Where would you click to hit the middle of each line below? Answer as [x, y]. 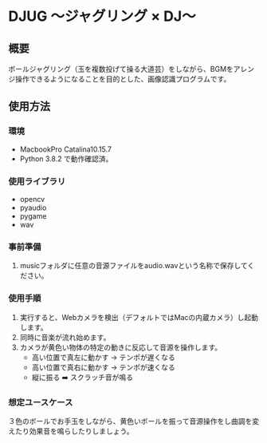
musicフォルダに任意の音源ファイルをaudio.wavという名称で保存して [133, 266]
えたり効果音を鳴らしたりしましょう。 [71, 431]
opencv [32, 199]
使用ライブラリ [37, 181]
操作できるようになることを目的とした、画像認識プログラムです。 [123, 79]
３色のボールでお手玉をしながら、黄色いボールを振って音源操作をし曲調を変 [134, 421]
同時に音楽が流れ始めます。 [65, 337]
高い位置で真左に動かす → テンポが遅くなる [103, 357]
